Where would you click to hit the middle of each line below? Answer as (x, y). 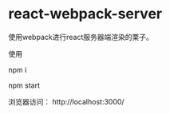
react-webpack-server (85, 14)
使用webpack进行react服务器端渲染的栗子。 (81, 37)
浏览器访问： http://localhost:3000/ (67, 101)
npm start (24, 85)
